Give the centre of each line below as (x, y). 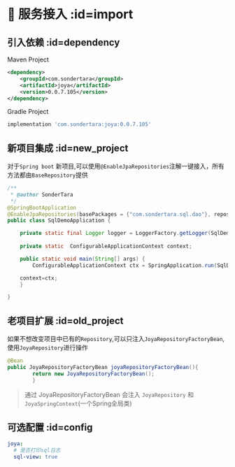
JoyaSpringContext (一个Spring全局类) (78, 403)
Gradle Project (28, 112)
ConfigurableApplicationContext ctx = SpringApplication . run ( (125, 265)
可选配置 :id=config (50, 428)
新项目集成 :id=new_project (68, 148)
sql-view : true (36, 457)
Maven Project (28, 59)
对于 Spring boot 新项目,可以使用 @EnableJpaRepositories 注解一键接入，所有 (116, 166)
